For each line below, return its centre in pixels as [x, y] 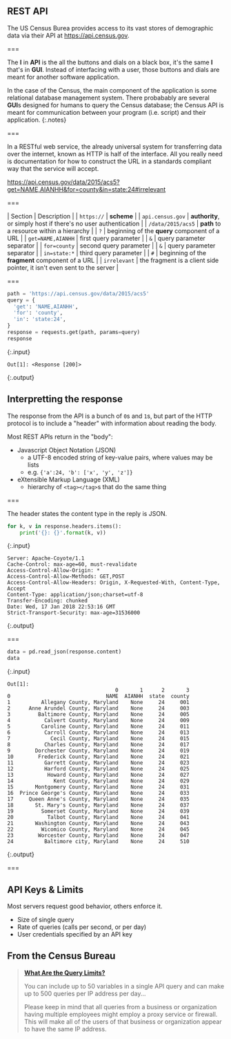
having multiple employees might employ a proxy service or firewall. [121, 1014]
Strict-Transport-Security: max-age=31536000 [73, 613]
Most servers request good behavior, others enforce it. [85, 906]
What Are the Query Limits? [64, 973]
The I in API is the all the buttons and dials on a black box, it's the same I [110, 62]
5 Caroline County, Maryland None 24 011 [98, 727]
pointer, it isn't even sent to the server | [63, 267]
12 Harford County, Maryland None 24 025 [98, 769]
